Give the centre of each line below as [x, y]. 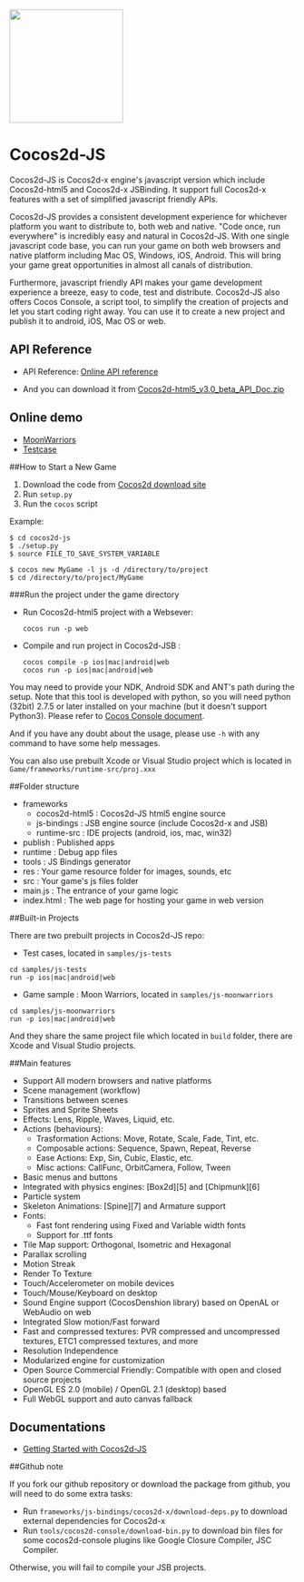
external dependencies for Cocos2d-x [94, 1521]
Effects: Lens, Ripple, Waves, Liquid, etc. [98, 1119]
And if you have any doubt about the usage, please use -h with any [135, 733]
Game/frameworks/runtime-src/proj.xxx [83, 769]
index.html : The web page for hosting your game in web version [143, 900]
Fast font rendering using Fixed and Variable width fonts [141, 1225]
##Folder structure [44, 786]
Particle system [52, 1196]
